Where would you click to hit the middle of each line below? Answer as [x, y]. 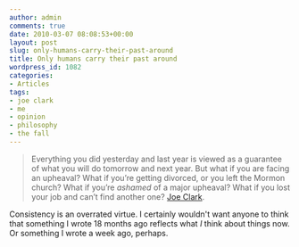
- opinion [28, 117]
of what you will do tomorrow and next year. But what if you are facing [160, 168]
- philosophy [33, 126]
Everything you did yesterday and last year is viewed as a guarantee [157, 159]
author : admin [36, 17]
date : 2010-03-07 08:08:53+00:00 [71, 34]
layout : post [33, 42]
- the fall [29, 134]
